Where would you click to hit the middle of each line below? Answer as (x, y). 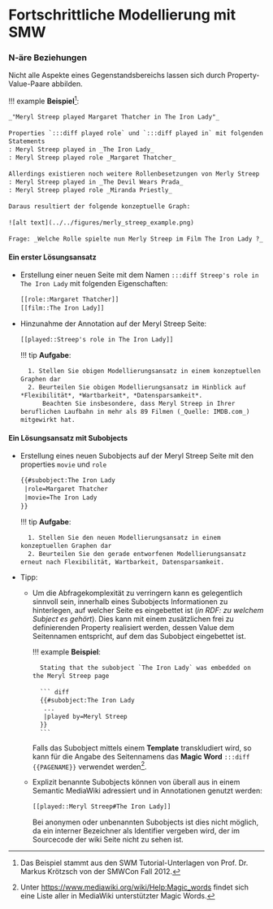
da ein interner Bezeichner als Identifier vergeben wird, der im (136, 831)
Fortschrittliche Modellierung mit (122, 15)
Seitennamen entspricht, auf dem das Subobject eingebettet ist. (139, 636)
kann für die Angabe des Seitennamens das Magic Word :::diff (141, 756)
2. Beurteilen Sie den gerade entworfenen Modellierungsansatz (137, 554)
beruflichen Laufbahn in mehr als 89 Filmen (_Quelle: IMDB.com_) (135, 411)
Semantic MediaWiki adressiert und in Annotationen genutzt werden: (147, 791)
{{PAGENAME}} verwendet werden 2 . (90, 766)
